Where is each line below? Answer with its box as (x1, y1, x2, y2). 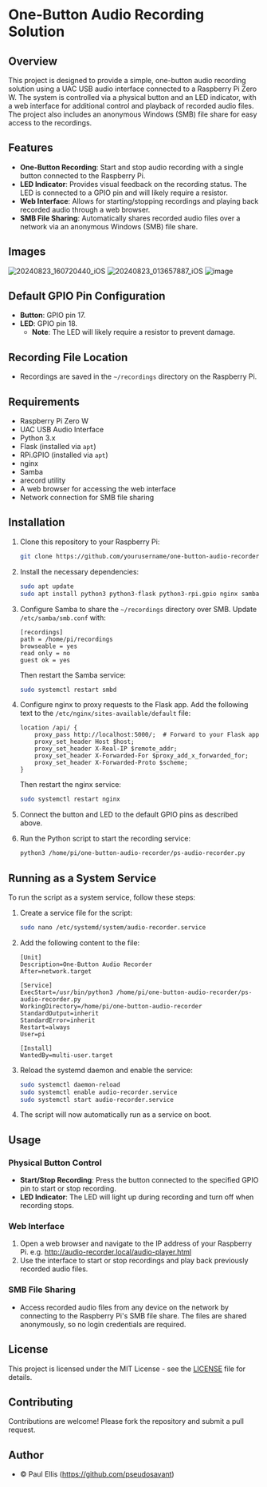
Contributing (8, 1395, 73, 1409)
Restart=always (19, 1023, 71, 1032)
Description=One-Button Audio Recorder (19, 960, 153, 968)
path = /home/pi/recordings (19, 635, 113, 643)
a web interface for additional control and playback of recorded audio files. (8, 101, 254, 110)
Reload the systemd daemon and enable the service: (19, 1065, 193, 1075)
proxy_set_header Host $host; (34, 738, 135, 746)
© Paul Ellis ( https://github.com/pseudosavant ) (19, 1469, 175, 1479)
